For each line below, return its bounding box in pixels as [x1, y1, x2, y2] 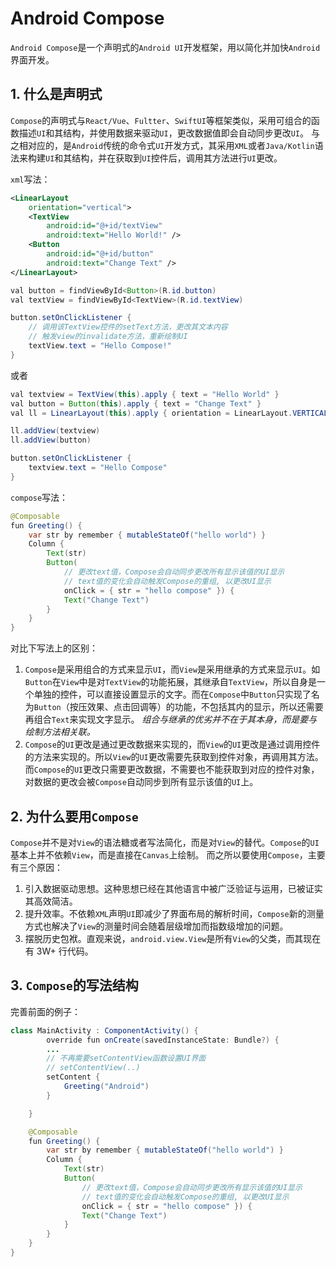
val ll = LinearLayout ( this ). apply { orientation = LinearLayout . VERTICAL [10, 408, 329, 418]
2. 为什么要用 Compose [10, 808, 139, 825]
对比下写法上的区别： [10, 642, 98, 654]
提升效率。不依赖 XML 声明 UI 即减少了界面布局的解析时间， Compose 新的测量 [24, 907, 325, 919]
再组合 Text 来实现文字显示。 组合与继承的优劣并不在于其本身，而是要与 [24, 713, 318, 726]
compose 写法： [10, 491, 69, 503]
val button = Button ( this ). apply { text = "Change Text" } [10, 398, 262, 409]
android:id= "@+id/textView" [46, 221, 163, 231]
